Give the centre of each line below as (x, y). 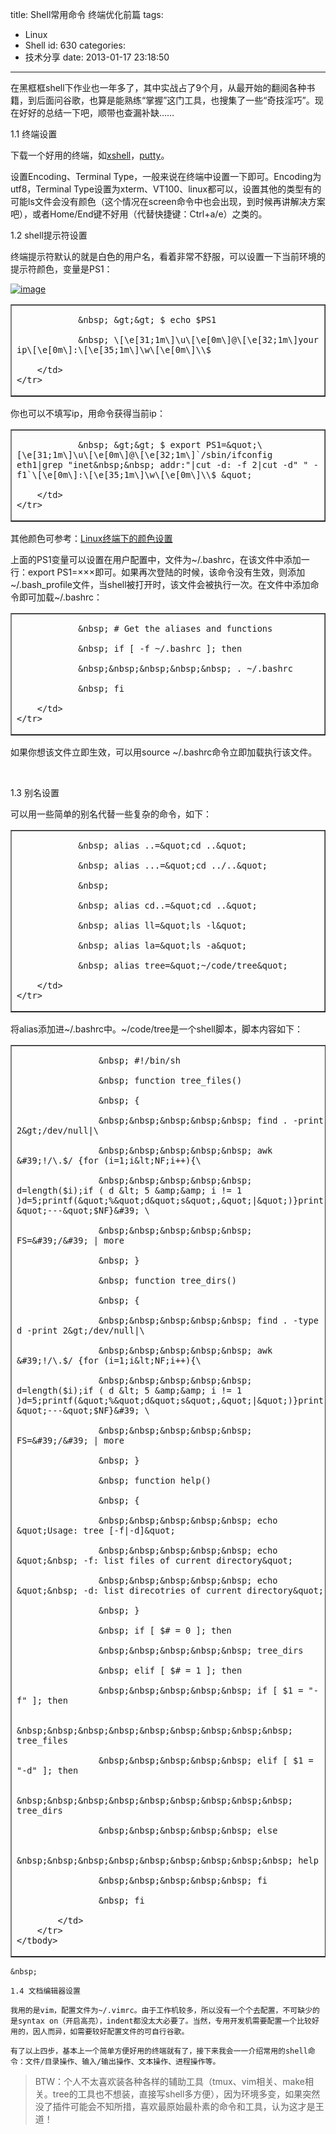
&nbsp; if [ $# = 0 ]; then (165, 1630)
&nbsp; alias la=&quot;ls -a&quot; (163, 945)
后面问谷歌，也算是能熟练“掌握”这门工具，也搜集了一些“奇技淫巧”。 (175, 100)
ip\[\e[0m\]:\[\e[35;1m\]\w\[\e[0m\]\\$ (114, 349)
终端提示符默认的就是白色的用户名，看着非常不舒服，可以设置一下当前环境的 (168, 256)
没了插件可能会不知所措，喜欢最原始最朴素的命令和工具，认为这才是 (175, 2106)
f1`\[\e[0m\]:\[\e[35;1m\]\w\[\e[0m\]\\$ (116, 474)
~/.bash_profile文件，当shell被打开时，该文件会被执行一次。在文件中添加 (160, 584)
